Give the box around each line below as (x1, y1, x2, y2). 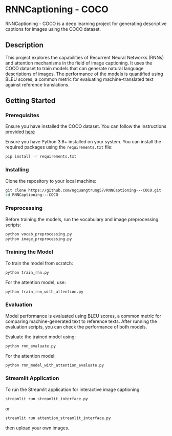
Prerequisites (5, 112, 39, 119)
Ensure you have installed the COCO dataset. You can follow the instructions (5, 123, 167, 129)
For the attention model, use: (5, 279, 66, 285)
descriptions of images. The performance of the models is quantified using (5, 71, 163, 77)
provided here (5, 129, 35, 135)
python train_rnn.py (5, 270, 50, 275)
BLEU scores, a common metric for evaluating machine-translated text (5, 76, 154, 82)
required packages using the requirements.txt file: (5, 144, 113, 150)
